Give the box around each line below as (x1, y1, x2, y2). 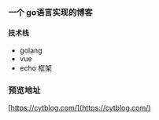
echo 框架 (19, 64, 53, 73)
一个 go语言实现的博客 (8, 6, 93, 17)
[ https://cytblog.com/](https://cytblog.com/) (8, 104, 151, 113)
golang (19, 45, 43, 56)
